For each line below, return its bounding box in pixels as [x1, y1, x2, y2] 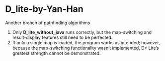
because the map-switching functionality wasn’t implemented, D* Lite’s [12, 45, 159, 51]
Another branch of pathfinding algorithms [5, 20, 90, 26]
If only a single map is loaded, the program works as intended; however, [12, 39, 160, 45]
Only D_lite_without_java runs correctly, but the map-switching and [12, 29, 152, 35]
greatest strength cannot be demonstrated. [12, 50, 101, 56]
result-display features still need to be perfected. [12, 34, 113, 40]
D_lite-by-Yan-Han [5, 3, 83, 15]
